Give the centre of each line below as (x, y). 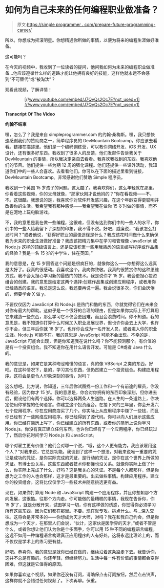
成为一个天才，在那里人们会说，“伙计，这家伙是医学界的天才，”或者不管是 (83, 523)
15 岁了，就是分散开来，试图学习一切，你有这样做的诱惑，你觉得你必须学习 (81, 504)
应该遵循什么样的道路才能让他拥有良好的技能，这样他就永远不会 (82, 73)
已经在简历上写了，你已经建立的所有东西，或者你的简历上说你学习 (84, 423)
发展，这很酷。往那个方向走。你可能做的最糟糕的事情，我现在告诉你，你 (82, 499)
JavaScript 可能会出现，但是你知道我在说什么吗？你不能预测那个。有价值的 (81, 341)
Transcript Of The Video (30, 114)
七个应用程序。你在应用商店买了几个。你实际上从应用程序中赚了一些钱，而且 (82, 411)
